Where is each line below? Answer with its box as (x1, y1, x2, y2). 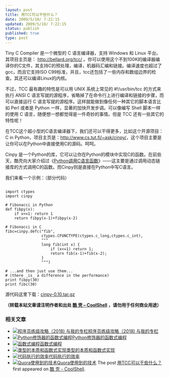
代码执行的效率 (48, 353, 80, 359)
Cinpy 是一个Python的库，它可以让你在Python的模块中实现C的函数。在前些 (5, 151, 162, 157)
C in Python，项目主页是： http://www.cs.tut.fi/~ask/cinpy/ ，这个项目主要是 (5, 134, 162, 140)
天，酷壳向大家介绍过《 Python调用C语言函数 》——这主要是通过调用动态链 (5, 157, 160, 164)
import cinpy (5, 194, 33, 199)
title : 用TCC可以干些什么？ (5, 12, 58, 17)
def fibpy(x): (5, 207, 35, 212)
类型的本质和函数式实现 (66, 347, 115, 353)
